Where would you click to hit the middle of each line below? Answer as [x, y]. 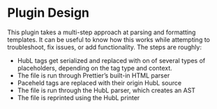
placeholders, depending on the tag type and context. [95, 68]
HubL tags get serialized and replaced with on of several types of [111, 60]
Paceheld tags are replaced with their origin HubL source [99, 82]
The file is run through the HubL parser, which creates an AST [106, 90]
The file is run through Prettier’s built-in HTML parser [93, 75]
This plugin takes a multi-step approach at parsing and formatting [102, 32]
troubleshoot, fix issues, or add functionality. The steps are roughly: [105, 47]
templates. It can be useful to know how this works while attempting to [109, 39]
